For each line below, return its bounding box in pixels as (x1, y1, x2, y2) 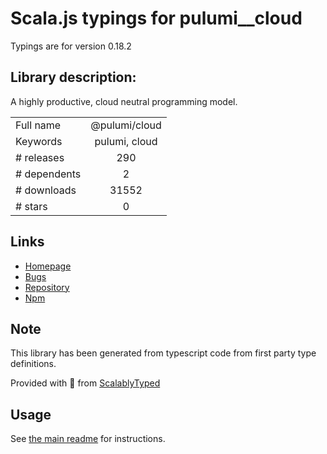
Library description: (10, 69, 137, 86)
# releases (15, 150, 65, 164)
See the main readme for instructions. (10, 433, 166, 445)
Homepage (24, 260, 72, 272)
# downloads (15, 183, 77, 197)
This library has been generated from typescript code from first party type (10, 347, 317, 359)
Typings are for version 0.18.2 (10, 40, 132, 52)
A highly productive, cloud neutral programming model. (10, 95, 238, 107)
